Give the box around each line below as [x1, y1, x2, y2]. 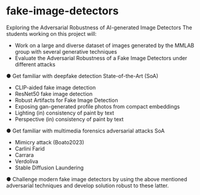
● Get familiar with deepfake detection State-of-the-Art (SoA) [6, 72, 159, 79]
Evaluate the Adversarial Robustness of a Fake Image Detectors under [14, 54, 187, 61]
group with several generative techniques [14, 48, 118, 55]
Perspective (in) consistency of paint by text [14, 115, 124, 123]
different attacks [14, 61, 56, 68]
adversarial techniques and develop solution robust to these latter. [6, 182, 169, 189]
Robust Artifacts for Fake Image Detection [14, 97, 118, 104]
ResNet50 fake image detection [14, 90, 93, 97]
